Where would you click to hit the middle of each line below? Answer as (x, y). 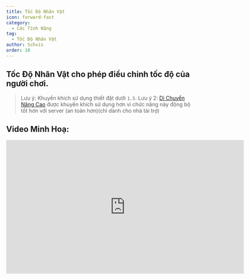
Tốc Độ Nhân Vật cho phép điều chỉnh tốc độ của (98, 74)
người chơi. (27, 84)
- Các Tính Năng (31, 28)
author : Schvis (25, 45)
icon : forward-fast (30, 17)
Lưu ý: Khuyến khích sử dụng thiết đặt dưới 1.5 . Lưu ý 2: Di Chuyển (103, 98)
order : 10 (18, 50)
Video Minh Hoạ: (38, 129)
